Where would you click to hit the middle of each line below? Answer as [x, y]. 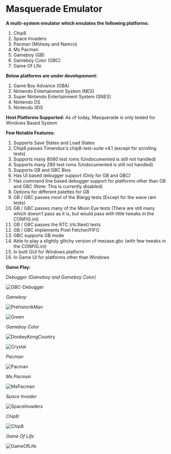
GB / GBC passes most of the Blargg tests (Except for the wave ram [84, 197]
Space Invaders [30, 38]
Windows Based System [32, 123]
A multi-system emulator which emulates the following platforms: [78, 23]
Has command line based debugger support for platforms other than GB [89, 181]
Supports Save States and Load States [54, 143]
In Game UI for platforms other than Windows [61, 257]
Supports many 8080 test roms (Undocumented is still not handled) [84, 159]
